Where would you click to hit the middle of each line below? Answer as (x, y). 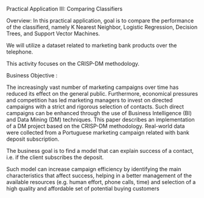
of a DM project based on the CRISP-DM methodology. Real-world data (96, 126)
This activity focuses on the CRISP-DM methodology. (73, 64)
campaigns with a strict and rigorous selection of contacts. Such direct (95, 107)
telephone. (20, 52)
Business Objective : (32, 75)
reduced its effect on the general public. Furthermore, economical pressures (102, 94)
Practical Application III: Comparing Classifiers (65, 9)
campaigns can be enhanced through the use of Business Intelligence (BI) (99, 113)
